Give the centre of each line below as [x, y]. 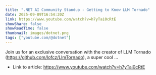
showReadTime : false [27, 28]
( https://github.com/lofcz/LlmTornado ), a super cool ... [62, 57]
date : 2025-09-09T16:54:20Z [35, 14]
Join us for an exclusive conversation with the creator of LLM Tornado [78, 52]
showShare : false [23, 24]
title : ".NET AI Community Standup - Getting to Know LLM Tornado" [78, 10]
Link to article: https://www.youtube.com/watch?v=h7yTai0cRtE [79, 67]
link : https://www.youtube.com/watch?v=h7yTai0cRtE [61, 19]
